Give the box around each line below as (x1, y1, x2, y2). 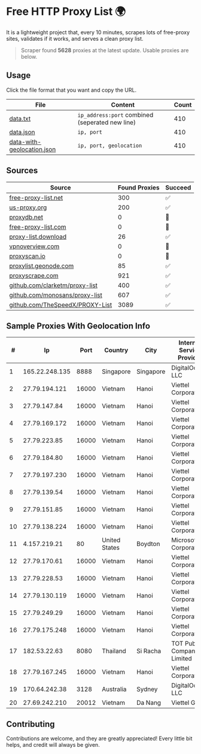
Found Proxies (117, 183, 160, 192)
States (101, 544, 120, 552)
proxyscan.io (9, 252, 46, 260)
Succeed (165, 183, 191, 192)
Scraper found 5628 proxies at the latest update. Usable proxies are (20, 46, 189, 54)
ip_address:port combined (77, 110, 154, 119)
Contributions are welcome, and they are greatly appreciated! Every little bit (6, 735, 193, 742)
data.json (9, 128, 35, 136)
